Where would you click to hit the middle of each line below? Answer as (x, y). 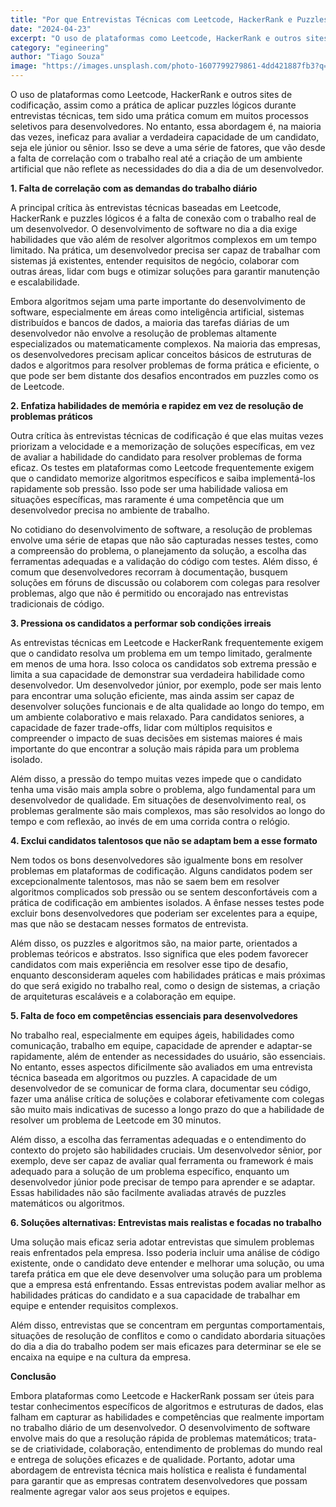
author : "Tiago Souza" (57, 57)
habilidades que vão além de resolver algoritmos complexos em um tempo (163, 239)
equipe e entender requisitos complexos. (94, 1305)
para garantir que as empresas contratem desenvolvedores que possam (159, 1480)
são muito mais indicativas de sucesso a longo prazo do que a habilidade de (167, 1109)
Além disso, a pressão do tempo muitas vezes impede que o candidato (156, 779)
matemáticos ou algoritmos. (67, 1203)
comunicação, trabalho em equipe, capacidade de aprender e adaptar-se (161, 1045)
